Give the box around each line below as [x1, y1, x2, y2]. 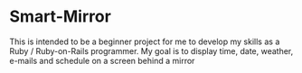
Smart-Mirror [9, 6, 111, 27]
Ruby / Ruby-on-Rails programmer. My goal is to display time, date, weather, [9, 45, 294, 56]
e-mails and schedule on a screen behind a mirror [9, 55, 195, 66]
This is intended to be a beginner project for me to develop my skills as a [9, 36, 280, 47]
